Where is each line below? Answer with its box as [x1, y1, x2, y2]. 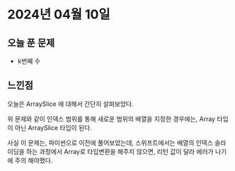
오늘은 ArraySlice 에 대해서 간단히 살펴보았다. [7, 100, 134, 108]
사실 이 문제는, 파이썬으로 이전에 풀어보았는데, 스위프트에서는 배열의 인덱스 [7, 138, 214, 147]
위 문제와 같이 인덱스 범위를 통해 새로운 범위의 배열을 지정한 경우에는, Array [7, 114, 216, 123]
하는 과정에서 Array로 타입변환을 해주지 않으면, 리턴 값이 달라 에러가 [25, 147, 214, 155]
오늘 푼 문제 [7, 37, 55, 49]
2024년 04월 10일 [7, 6, 110, 23]
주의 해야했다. [14, 156, 53, 165]
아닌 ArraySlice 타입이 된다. [14, 123, 92, 131]
